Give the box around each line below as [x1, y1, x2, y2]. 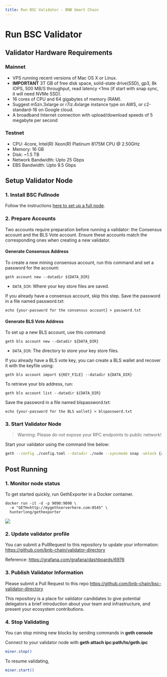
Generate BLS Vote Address [5, 318, 64, 324]
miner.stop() [5, 649, 32, 654]
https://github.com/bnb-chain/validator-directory [5, 547, 105, 553]
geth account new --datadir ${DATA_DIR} [5, 274, 90, 279]
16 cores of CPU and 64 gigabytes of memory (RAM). [12, 96, 122, 102]
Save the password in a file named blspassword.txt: [5, 400, 111, 406]
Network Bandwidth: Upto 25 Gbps [12, 156, 84, 162]
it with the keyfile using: [5, 363, 54, 369]
